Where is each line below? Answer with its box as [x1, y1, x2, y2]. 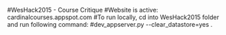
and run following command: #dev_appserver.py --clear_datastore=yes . [7, 21, 213, 28]
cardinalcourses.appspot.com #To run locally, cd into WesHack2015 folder [7, 13, 220, 21]
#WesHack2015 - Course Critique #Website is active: [7, 6, 159, 14]
